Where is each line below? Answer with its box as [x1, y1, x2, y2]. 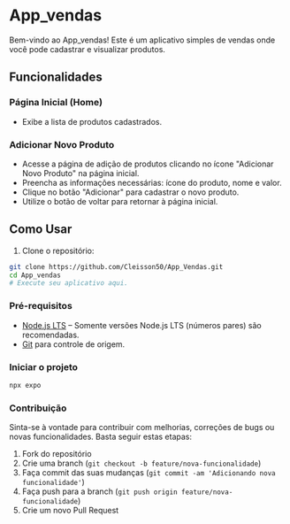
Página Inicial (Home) [9, 96, 103, 109]
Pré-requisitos [9, 300, 72, 312]
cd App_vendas [9, 271, 62, 280]
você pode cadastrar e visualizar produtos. [9, 43, 166, 54]
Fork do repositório [21, 449, 92, 459]
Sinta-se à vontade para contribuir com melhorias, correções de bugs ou [9, 422, 275, 433]
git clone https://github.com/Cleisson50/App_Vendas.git [9, 262, 224, 271]
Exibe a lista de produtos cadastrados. [21, 116, 162, 127]
